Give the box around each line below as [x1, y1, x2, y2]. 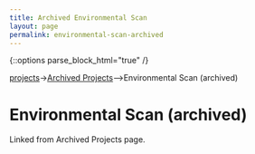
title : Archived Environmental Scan [9, 13, 147, 23]
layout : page [9, 22, 59, 31]
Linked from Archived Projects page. [9, 134, 146, 145]
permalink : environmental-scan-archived [9, 30, 165, 39]
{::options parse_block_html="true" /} [9, 55, 149, 66]
